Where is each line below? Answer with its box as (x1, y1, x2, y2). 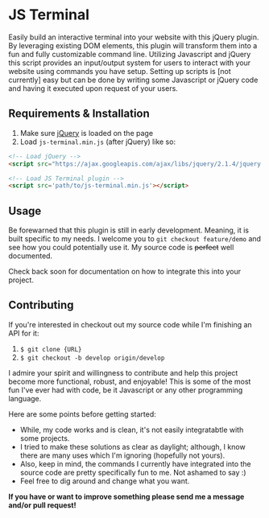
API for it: (8, 328, 39, 338)
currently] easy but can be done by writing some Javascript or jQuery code (8, 75, 259, 84)
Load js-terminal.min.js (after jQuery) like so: (19, 137, 176, 146)
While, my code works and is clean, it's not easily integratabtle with (19, 425, 244, 434)
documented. (8, 251, 53, 261)
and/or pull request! (8, 500, 77, 510)
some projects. (19, 433, 70, 443)
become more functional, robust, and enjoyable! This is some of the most (8, 376, 251, 386)
